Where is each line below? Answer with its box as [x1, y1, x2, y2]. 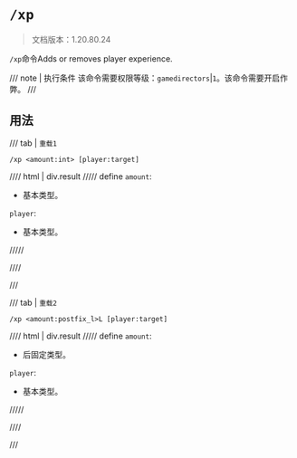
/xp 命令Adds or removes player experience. [9, 52, 174, 64]
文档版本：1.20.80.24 [31, 33, 111, 44]
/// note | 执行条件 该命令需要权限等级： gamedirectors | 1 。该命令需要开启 [9, 72, 281, 83]
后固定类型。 [22, 348, 71, 359]
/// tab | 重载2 [9, 297, 57, 308]
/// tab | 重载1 [9, 138, 57, 148]
